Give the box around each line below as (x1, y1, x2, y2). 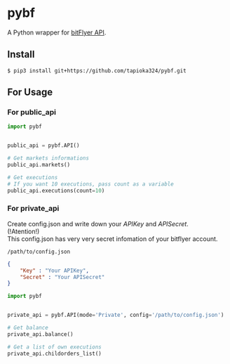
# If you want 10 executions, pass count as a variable (7, 181, 174, 188)
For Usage (7, 86, 53, 98)
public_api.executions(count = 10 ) (7, 187, 105, 194)
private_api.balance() (7, 330, 74, 338)
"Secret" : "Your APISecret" (20, 273, 105, 280)
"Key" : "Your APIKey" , (20, 267, 90, 274)
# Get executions (7, 174, 58, 181)
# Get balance (7, 325, 49, 332)
